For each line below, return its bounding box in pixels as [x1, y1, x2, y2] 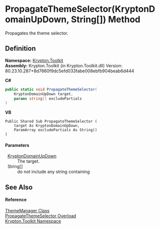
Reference [5, 197, 27, 202]
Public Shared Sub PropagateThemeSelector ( [5, 119, 97, 124]
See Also [5, 183, 33, 191]
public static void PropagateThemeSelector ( [5, 87, 97, 92]
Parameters [5, 142, 29, 148]
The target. [17, 158, 40, 164]
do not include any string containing [17, 169, 90, 175]
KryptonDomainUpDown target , [14, 91, 73, 96]
